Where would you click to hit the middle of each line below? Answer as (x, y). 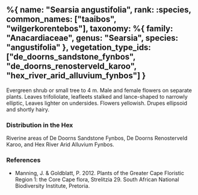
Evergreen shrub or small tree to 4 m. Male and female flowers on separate (99, 90)
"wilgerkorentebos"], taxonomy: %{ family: (90, 29)
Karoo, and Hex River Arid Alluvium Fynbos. (60, 144)
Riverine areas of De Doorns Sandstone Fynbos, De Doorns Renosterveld (97, 138)
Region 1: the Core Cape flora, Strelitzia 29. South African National (97, 179)
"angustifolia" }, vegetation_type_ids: (79, 48)
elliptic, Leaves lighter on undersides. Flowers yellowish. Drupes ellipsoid (97, 103)
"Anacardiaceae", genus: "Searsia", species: (92, 38)
